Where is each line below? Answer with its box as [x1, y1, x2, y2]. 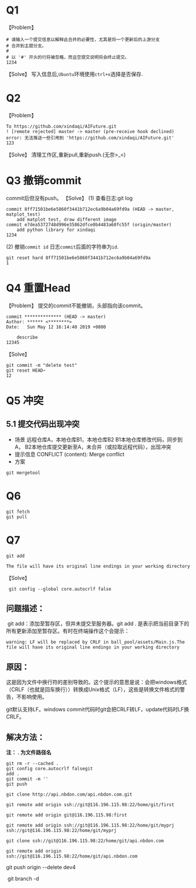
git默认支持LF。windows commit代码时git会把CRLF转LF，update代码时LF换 [6, 706, 190, 713]
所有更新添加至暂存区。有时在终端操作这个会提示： [6, 628, 130, 635]
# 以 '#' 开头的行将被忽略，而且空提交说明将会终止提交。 [6, 54, 130, 60]
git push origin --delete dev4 [6, 864, 76, 871]
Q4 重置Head [6, 281, 71, 294]
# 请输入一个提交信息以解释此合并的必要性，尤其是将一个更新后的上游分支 [6, 37, 160, 42]
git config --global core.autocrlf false [8, 586, 111, 592]
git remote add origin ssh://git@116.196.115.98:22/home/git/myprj [6, 823, 175, 829]
